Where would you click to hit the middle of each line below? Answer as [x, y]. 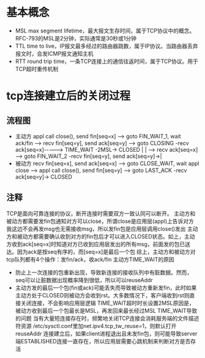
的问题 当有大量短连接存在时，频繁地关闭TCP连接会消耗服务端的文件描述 [107, 318]
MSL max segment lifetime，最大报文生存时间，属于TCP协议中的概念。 [105, 31]
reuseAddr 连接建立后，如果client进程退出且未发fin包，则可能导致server [106, 334]
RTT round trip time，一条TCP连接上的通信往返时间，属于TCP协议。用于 [107, 61]
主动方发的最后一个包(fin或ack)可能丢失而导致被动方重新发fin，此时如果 [106, 288]
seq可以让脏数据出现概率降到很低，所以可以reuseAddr [84, 280]
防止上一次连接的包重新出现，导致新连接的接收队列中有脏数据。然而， [104, 272]
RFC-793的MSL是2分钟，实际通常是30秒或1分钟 [76, 38]
